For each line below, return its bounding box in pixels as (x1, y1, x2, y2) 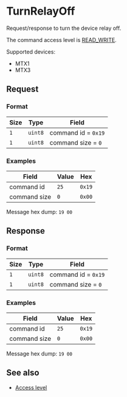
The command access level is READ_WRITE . (6, 36, 117, 43)
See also (6, 368, 39, 378)
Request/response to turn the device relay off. (6, 24, 122, 32)
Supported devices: (6, 48, 56, 55)
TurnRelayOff (6, 4, 75, 18)
